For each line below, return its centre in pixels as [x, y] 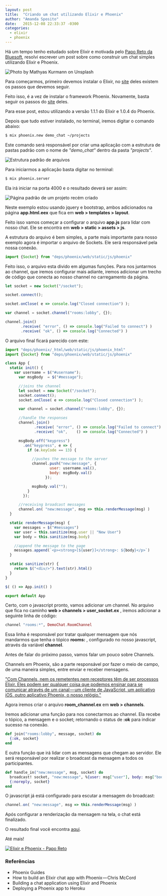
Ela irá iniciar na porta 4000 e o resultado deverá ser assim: [66, 188]
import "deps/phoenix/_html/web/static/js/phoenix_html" [65, 350]
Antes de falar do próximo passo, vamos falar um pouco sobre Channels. [80, 655]
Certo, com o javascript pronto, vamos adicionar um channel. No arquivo [80, 605]
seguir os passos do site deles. [37, 101]
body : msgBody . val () [71, 473]
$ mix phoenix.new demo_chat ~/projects [48, 135]
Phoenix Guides [29, 872]
